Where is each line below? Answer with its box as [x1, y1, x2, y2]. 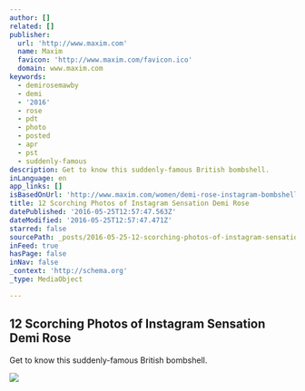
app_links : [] [9, 182, 64, 191]
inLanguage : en [9, 173, 67, 182]
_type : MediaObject [9, 275, 84, 284]
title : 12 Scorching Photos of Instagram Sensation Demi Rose [9, 199, 250, 209]
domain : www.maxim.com [17, 64, 103, 73]
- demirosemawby [17, 81, 79, 90]
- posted [17, 132, 51, 141]
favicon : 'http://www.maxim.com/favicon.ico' [17, 55, 193, 64]
